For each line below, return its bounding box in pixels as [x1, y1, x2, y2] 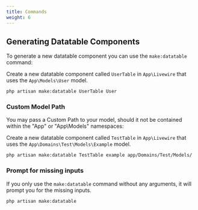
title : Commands [6, 8, 47, 15]
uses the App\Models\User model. [6, 77, 88, 84]
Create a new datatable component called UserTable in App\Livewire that [6, 70, 187, 78]
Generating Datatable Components [6, 37, 140, 47]
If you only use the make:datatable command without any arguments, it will [6, 180, 191, 187]
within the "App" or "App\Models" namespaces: [6, 122, 125, 130]
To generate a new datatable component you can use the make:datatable [6, 52, 188, 60]
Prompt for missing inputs [6, 166, 84, 175]
